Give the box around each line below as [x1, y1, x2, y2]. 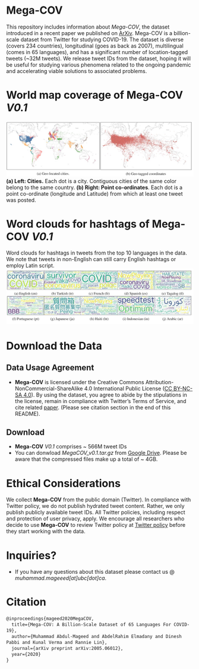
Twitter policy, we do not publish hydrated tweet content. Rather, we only [6, 502, 185, 510]
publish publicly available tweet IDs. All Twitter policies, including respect [6, 509, 185, 516]
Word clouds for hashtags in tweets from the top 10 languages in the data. [6, 249, 187, 256]
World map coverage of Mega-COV [6, 89, 183, 102]
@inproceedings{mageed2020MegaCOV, [6, 616, 94, 622]
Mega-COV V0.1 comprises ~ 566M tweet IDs [14, 443, 127, 450]
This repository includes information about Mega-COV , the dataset [6, 23, 170, 30]
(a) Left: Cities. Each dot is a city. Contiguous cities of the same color [6, 177, 177, 184]
